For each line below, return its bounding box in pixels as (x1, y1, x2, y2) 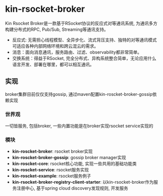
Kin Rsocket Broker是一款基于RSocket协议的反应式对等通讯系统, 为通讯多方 (5, 20, 158, 26)
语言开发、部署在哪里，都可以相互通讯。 (12, 61, 94, 67)
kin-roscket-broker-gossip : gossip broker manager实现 (12, 155, 126, 161)
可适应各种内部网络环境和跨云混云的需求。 (12, 43, 99, 49)
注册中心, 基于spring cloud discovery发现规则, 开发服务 (16, 185, 129, 191)
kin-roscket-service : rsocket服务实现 (12, 167, 89, 173)
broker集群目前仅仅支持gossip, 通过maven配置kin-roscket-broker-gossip (5, 91, 153, 97)
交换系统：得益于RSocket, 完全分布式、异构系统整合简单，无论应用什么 (12, 55, 157, 61)
